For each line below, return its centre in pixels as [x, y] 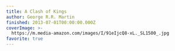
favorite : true [25, 39]
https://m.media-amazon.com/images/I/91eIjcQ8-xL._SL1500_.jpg [90, 33]
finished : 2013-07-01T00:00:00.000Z [51, 22]
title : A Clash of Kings [36, 11]
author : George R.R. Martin [41, 17]
